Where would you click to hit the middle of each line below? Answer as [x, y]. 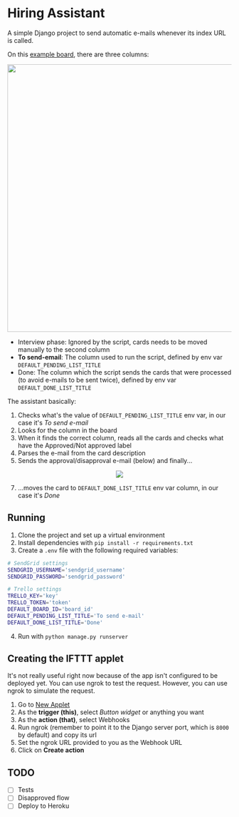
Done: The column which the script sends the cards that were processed [124, 372]
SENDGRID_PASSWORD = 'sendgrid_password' [67, 577]
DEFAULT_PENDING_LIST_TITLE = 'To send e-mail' [76, 616]
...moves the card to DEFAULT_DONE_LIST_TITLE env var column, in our [118, 487]
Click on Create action [51, 750]
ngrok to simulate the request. [51, 691]
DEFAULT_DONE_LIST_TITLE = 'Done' [55, 622]
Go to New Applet [44, 705]
